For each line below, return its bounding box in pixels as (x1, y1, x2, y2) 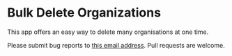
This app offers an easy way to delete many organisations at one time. (7, 28, 209, 36)
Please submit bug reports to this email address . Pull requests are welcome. (7, 41, 225, 49)
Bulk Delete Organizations (7, 5, 162, 21)
